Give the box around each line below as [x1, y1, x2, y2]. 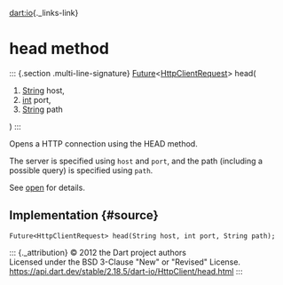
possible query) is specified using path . [9, 164, 153, 176]
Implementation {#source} [9, 208, 160, 223]
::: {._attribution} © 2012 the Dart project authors [9, 247, 186, 257]
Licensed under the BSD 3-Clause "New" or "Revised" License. [9, 257, 241, 267]
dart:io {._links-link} [9, 8, 79, 18]
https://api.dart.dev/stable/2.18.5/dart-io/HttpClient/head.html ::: [9, 265, 243, 276]
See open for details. [9, 182, 86, 193]
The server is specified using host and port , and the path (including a [9, 155, 263, 166]
